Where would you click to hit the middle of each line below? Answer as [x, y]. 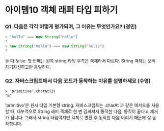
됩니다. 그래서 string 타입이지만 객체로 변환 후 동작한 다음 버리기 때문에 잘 [81, 118]
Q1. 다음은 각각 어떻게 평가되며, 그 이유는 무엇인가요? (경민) [71, 26]
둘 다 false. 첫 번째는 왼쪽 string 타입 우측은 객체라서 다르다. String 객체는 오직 [80, 61]
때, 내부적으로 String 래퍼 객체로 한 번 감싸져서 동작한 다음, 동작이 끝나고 [80, 111]
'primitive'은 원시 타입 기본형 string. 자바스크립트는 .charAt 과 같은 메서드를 [78, 105]
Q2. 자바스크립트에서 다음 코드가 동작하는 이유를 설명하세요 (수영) [78, 80]
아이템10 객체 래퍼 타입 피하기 [61, 10]
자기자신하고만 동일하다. [28, 67]
